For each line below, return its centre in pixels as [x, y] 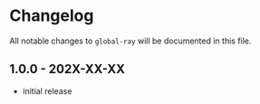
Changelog [52, 16]
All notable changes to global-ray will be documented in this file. [130, 41]
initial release [47, 90]
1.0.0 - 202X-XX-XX [67, 69]
